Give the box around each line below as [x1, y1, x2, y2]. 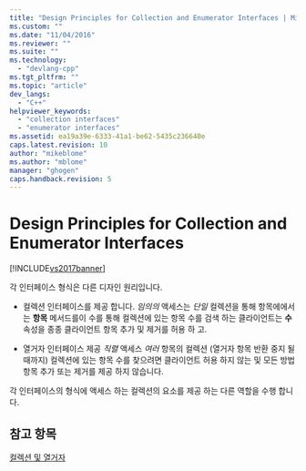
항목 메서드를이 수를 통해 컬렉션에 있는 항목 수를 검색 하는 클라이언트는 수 [32, 312, 293, 323]
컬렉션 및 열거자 [9, 452, 66, 463]
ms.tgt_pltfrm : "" [9, 73, 79, 82]
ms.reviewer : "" [9, 38, 71, 48]
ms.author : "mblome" [9, 157, 88, 167]
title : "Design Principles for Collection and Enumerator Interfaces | [9, 13, 287, 23]
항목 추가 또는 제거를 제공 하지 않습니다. [22, 366, 164, 377]
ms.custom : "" [9, 22, 64, 31]
